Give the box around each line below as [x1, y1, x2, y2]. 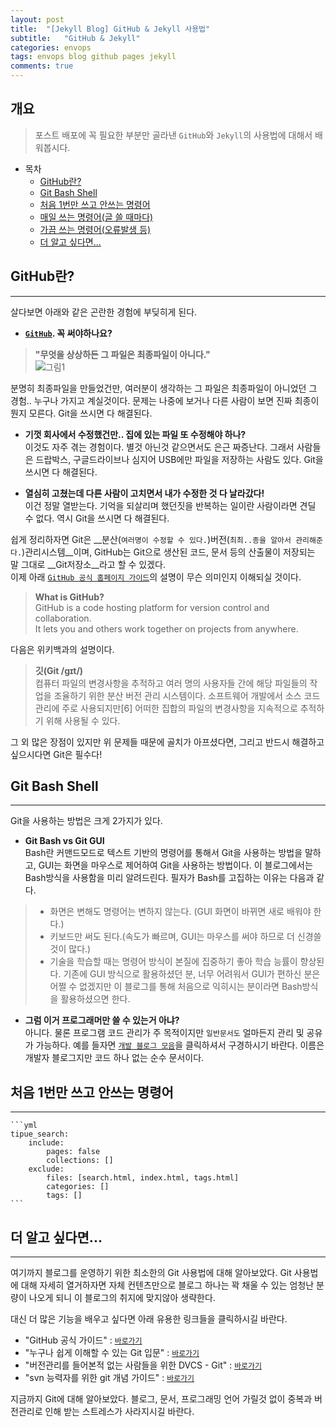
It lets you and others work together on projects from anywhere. [34, 622, 299, 635]
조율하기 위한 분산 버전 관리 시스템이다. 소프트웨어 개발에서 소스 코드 [53, 689, 321, 701]
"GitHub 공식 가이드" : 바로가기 [24, 1334, 143, 1346]
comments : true [10, 61, 74, 71]
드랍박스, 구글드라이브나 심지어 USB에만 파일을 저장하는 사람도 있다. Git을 [35, 453, 324, 465]
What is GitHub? [34, 591, 105, 603]
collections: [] [46, 1156, 114, 1166]
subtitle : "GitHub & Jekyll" [10, 33, 141, 43]
